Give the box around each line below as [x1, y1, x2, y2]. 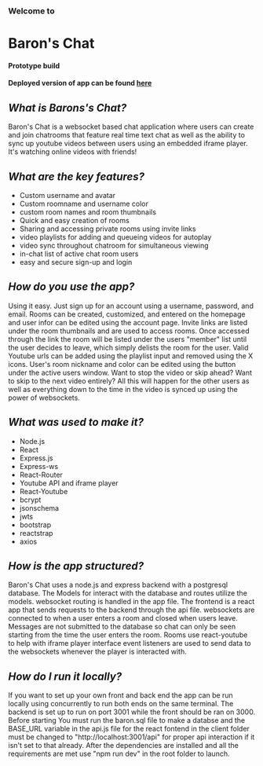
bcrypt [19, 495, 42, 504]
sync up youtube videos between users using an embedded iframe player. [8, 139, 249, 148]
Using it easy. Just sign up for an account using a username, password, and [8, 301, 254, 310]
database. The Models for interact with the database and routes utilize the [8, 588, 247, 598]
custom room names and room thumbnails [19, 207, 157, 217]
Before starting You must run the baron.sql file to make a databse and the [8, 716, 246, 725]
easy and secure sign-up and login [19, 257, 133, 266]
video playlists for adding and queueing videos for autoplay [19, 232, 212, 241]
